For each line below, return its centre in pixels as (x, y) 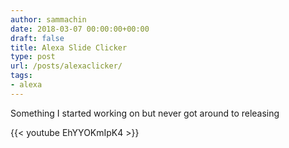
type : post (33, 57)
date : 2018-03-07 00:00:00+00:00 (80, 29)
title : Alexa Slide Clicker (69, 47)
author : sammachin (48, 19)
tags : (21, 76)
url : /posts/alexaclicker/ (66, 66)
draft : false (37, 38)
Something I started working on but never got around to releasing (145, 113)
